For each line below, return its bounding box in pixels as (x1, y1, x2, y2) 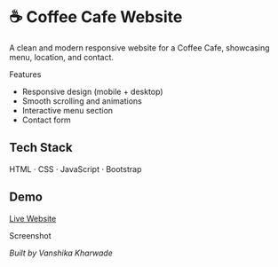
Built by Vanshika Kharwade (9, 247, 113, 258)
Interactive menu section (21, 105, 114, 115)
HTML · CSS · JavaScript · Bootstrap (9, 163, 142, 174)
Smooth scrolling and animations (21, 95, 142, 106)
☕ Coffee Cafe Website (9, 7, 183, 27)
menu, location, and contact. (9, 51, 114, 62)
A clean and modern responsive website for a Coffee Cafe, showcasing (9, 42, 270, 53)
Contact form (21, 114, 71, 125)
